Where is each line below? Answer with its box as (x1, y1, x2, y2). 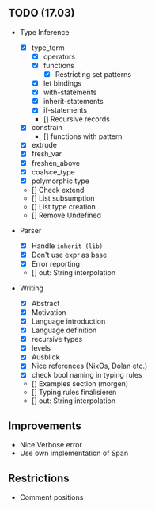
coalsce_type (31, 167, 75, 177)
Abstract (31, 298, 60, 308)
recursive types (31, 335, 83, 344)
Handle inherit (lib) (31, 241, 104, 251)
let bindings (43, 79, 81, 88)
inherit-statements (43, 97, 104, 106)
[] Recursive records (43, 114, 111, 124)
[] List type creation (31, 201, 96, 211)
